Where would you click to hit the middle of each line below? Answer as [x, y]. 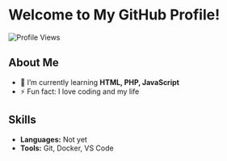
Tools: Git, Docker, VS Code [67, 148]
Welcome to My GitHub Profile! [114, 15]
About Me [34, 63]
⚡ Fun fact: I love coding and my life [80, 91]
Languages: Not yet [53, 139]
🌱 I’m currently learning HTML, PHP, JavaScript [100, 82]
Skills [22, 120]
